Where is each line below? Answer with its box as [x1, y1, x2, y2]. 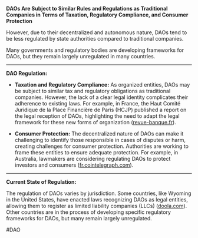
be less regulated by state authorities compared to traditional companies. [6, 35, 184, 42]
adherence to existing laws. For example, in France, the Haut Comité [14, 100, 181, 107]
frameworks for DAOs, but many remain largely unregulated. [6, 215, 152, 222]
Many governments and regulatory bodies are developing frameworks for [6, 47, 184, 54]
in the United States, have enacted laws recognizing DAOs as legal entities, [6, 196, 189, 203]
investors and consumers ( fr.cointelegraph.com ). [14, 161, 134, 168]
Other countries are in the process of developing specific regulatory [6, 209, 171, 216]
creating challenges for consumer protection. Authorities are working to [14, 143, 189, 150]
